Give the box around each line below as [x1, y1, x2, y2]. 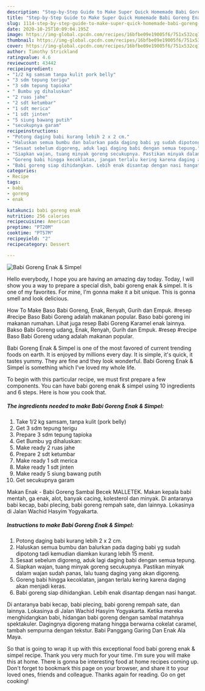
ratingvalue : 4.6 [7, 54, 51, 60]
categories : [7, 168, 37, 174]
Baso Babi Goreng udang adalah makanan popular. [7, 332, 134, 339]
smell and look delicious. [7, 294, 69, 302]
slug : [7, 20, 21, 26]
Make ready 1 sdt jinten [15, 463, 74, 471]
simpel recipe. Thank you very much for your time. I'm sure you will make [7, 651, 191, 659]
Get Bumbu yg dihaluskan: [15, 437, 82, 444]
